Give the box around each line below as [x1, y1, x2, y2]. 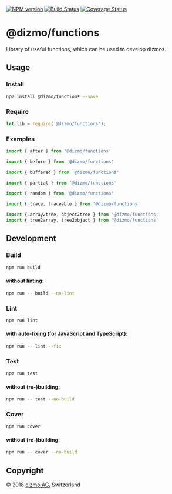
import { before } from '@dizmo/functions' [6, 159, 114, 165]
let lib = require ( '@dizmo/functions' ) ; [6, 121, 107, 126]
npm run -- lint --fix [6, 343, 62, 349]
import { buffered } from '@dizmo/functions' [6, 169, 119, 175]
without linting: [6, 277, 44, 285]
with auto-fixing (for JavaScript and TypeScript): [6, 330, 128, 338]
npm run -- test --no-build [6, 396, 75, 402]
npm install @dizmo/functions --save [6, 94, 99, 99]
